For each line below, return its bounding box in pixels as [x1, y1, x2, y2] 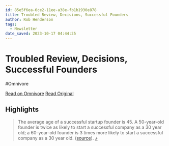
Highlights [5, 105, 39, 114]
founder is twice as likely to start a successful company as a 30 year [17, 124, 162, 130]
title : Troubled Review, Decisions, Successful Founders [5, 12, 129, 17]
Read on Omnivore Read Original [5, 90, 74, 97]
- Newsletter [10, 26, 38, 32]
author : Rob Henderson [5, 17, 53, 22]
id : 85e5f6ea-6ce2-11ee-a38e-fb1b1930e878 [5, 7, 97, 13]
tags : [5, 21, 17, 27]
